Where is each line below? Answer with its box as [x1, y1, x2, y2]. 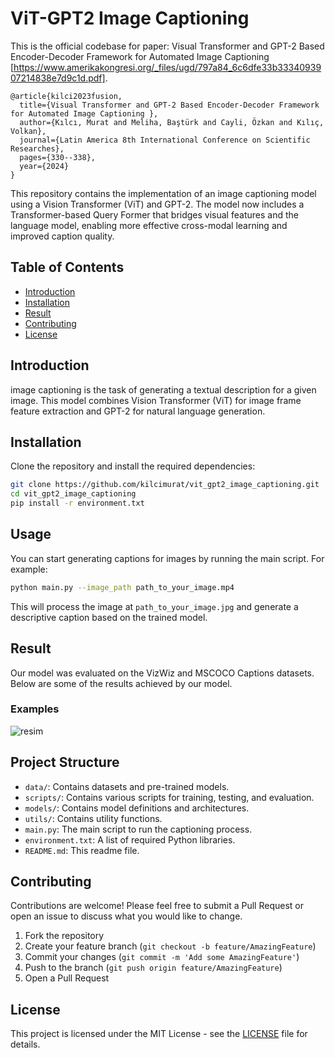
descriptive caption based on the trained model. [10, 611, 208, 623]
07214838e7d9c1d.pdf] [10, 72, 106, 84]
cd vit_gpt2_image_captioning [10, 489, 137, 499]
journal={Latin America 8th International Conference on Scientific [19, 135, 311, 145]
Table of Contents [10, 259, 125, 276]
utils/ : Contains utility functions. [24, 812, 163, 824]
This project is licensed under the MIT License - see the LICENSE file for [10, 1028, 308, 1040]
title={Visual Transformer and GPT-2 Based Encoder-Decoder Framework [19, 100, 320, 110]
